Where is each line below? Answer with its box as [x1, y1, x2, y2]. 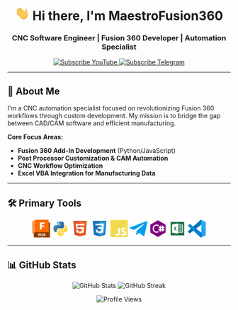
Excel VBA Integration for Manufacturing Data [17, 169, 156, 178]
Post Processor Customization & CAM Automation [17, 154, 169, 163]
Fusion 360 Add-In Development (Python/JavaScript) [17, 147, 176, 155]
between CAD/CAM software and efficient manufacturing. [7, 119, 176, 127]
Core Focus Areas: [7, 133, 64, 142]
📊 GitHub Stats [7, 259, 76, 271]
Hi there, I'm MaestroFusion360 [32, 8, 223, 24]
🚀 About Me [7, 85, 60, 97]
